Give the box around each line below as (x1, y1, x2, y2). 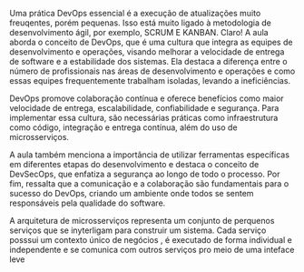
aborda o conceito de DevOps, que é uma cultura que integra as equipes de (9, 36, 293, 47)
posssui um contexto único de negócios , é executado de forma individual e (9, 235, 292, 245)
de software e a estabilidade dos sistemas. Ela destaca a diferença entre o (9, 56, 288, 66)
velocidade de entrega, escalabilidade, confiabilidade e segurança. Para (9, 103, 279, 113)
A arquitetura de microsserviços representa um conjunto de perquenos (9, 216, 275, 226)
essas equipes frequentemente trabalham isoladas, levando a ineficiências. (9, 76, 291, 86)
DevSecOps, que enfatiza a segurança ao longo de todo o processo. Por (9, 168, 280, 179)
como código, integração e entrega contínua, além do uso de (9, 122, 238, 133)
